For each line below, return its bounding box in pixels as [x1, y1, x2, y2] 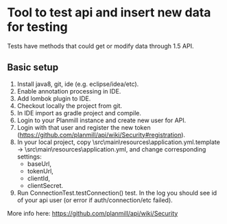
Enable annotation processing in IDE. [16, 87, 121, 95]
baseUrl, [27, 159, 52, 168]
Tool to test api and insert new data [7, 5, 211, 20]
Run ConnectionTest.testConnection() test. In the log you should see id [16, 188, 217, 197]
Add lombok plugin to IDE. [16, 94, 91, 102]
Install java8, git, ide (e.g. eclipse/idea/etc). [16, 80, 139, 88]
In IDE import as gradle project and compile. [16, 109, 142, 117]
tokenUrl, [27, 167, 53, 175]
